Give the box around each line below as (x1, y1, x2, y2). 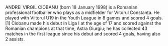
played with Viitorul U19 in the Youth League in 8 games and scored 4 (5, 15, 149, 20)
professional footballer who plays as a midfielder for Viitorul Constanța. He (5, 9, 160, 15)
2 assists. (5, 36, 25, 42)
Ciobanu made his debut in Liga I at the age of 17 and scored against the (11, 20, 161, 26)
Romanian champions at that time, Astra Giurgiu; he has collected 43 (5, 25, 147, 31)
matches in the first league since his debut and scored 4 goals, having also (5, 31, 161, 36)
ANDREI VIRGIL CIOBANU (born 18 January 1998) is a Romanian (5, 4, 138, 10)
